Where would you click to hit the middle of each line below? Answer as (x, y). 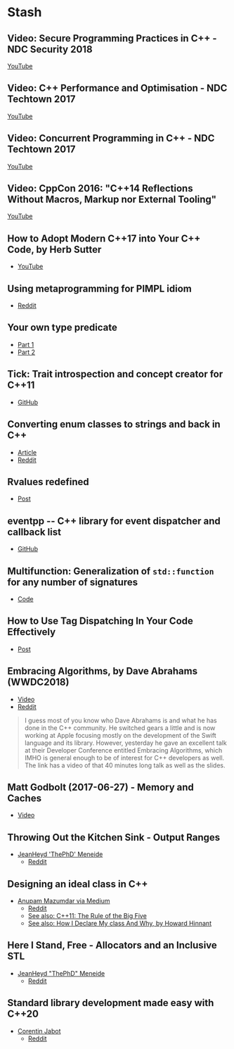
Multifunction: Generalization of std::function (111, 571)
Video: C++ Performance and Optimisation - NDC (117, 88)
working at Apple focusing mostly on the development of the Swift (120, 735)
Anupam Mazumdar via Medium (64, 901)
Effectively (32, 632)
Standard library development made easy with (111, 1003)
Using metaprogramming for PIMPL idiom (99, 288)
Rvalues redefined (48, 482)
